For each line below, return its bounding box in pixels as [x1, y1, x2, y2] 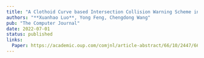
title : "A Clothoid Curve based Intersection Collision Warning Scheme [6, 8, 191, 15]
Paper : [12, 43, 29, 49]
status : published [6, 31, 53, 37]
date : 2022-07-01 [6, 25, 50, 32]
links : [6, 37, 23, 43]
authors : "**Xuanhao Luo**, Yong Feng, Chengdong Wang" [6, 14, 151, 21]
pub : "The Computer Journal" [6, 20, 80, 26]
